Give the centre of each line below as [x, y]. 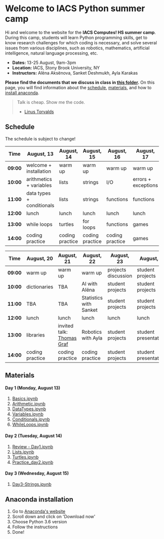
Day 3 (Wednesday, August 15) [37, 473]
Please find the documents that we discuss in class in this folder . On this [80, 82]
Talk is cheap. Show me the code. [51, 102]
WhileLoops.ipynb [30, 424]
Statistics [92, 298]
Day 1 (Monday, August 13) [33, 388]
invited [66, 326]
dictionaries [40, 287]
